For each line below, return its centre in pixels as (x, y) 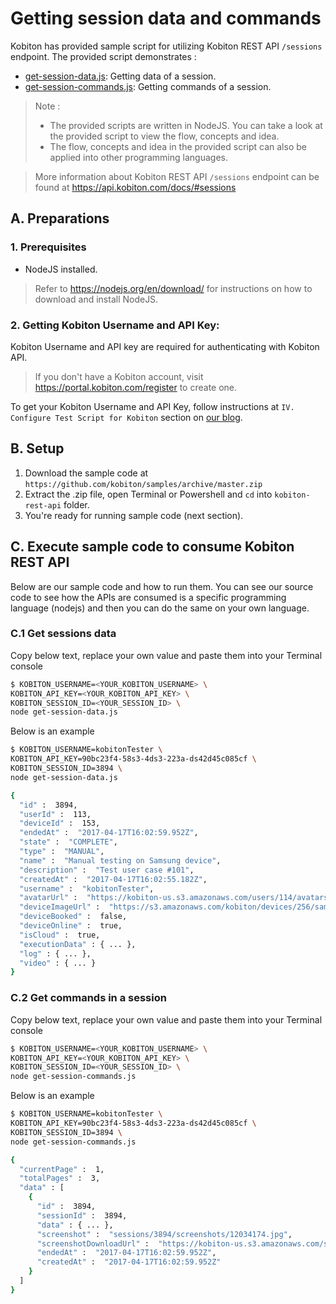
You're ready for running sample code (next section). (134, 515)
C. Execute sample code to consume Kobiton (152, 547)
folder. (76, 504)
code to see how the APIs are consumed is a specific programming (148, 597)
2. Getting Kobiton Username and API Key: (115, 325)
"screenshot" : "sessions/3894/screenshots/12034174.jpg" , (164, 1234)
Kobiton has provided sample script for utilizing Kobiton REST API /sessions (166, 46)
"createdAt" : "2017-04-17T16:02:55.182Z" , (113, 879)
